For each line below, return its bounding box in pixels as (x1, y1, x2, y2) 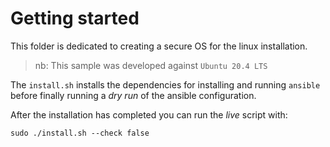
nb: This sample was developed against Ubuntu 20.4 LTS (34, 59, 268, 71)
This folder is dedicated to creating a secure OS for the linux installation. (10, 40, 308, 52)
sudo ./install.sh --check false (10, 128, 150, 138)
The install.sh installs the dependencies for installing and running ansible (10, 78, 321, 91)
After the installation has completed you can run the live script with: (10, 108, 288, 121)
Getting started (10, 7, 140, 30)
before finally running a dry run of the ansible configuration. (10, 89, 257, 101)
